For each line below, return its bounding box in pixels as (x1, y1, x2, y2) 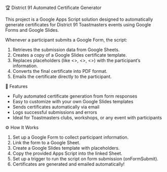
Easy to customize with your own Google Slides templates (12, 99, 134, 104)
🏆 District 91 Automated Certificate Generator (5, 5, 102, 11)
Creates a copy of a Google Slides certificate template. (12, 52, 127, 58)
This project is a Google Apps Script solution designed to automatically (5, 16, 153, 22)
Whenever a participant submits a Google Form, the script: (5, 37, 128, 42)
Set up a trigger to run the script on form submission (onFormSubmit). (12, 156, 158, 161)
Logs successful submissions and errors (12, 109, 97, 115)
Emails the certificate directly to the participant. (12, 73, 112, 79)
